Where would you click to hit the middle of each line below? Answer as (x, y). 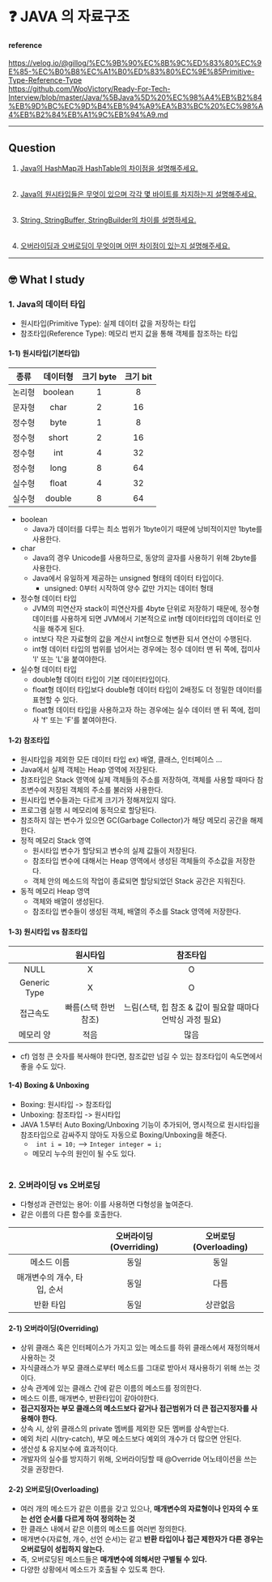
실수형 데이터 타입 (48, 669)
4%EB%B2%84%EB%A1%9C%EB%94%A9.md (88, 115)
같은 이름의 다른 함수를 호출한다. (71, 1214)
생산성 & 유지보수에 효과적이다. (69, 1449)
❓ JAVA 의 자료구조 (69, 17)
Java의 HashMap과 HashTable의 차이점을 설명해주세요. (109, 169)
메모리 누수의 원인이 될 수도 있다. (84, 1153)
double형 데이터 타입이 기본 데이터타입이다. (101, 680)
